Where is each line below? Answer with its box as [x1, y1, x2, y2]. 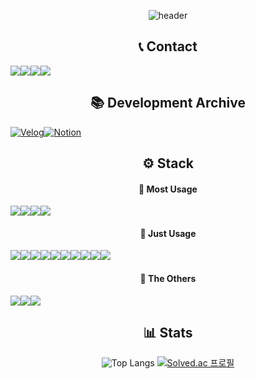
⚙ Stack [141, 155, 195, 172]
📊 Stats [143, 325, 193, 342]
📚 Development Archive [90, 95, 246, 112]
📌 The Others [139, 273, 197, 285]
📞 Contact [138, 38, 198, 55]
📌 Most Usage [138, 183, 198, 195]
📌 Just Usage [139, 227, 197, 239]
